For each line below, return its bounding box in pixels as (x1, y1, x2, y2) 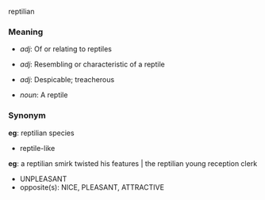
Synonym (8, 110, 46, 121)
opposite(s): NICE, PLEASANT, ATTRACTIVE (19, 182, 165, 192)
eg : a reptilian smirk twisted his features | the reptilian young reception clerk (8, 158, 258, 168)
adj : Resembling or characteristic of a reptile (19, 59, 165, 70)
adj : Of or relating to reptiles (19, 44, 113, 54)
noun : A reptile (19, 90, 68, 100)
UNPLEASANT (19, 174, 67, 183)
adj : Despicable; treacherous (19, 75, 115, 85)
